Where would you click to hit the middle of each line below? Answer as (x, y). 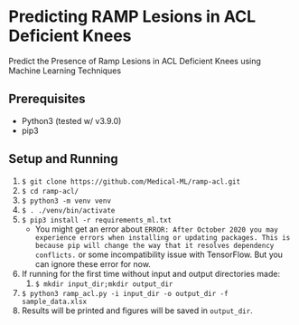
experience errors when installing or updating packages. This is (163, 237)
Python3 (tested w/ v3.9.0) (71, 120)
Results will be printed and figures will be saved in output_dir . (137, 311)
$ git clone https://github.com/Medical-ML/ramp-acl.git (131, 182)
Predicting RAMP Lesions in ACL (132, 17)
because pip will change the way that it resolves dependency (154, 245)
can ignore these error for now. (93, 263)
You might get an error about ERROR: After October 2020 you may (157, 229)
